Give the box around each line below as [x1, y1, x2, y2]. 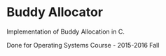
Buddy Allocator [6, 4, 103, 20]
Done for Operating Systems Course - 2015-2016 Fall [6, 41, 160, 49]
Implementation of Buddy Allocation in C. [6, 27, 125, 36]
